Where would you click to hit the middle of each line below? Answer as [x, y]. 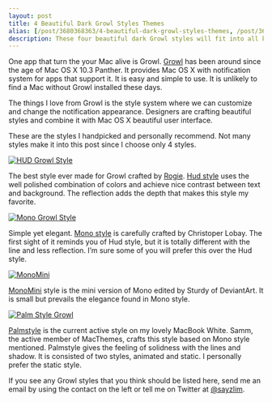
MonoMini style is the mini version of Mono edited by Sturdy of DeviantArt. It [136, 291]
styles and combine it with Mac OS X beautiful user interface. [110, 120]
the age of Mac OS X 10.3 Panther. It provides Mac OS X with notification [130, 71]
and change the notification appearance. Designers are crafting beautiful [130, 112]
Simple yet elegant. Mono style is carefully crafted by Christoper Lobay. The [136, 233]
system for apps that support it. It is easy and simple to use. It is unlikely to [133, 79]
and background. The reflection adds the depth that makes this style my [129, 193]
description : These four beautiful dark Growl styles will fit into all [134, 38]
